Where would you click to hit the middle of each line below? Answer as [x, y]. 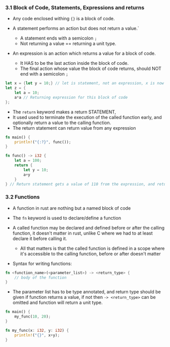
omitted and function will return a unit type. [57, 302]
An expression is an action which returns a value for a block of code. [84, 53]
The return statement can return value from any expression [74, 128]
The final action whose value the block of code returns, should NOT [91, 69]
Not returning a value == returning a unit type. [68, 44]
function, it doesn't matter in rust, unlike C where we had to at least [82, 233]
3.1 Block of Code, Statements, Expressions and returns [75, 8]
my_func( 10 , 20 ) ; [33, 317]
